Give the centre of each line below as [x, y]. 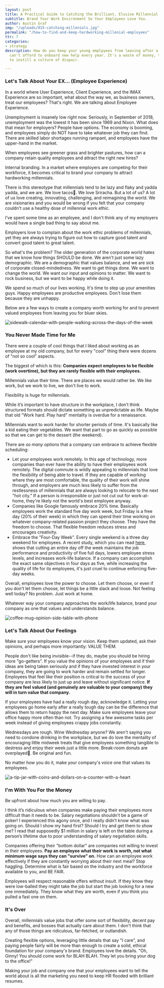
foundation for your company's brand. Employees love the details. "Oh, [76, 950]
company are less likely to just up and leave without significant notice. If [78, 682]
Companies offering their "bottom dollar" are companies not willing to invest [82, 846]
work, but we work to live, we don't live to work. [53, 385]
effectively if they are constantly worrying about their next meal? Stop [75, 861]
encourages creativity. [35, 532]
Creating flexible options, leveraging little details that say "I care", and [75, 940]
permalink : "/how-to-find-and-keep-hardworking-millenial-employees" [77, 32]
